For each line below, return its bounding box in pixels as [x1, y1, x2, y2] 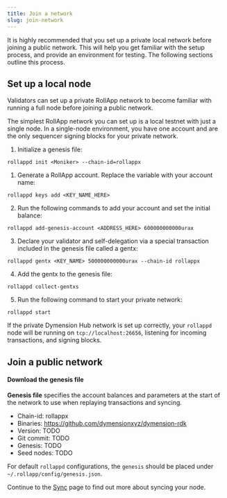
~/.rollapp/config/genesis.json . [7, 470, 103, 478]
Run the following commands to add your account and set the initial [17, 204, 210, 213]
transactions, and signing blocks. [7, 336, 102, 345]
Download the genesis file [7, 376, 85, 384]
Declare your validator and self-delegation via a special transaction [17, 237, 210, 245]
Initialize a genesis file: [17, 145, 83, 153]
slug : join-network [7, 17, 64, 24]
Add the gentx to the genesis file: [17, 270, 112, 279]
